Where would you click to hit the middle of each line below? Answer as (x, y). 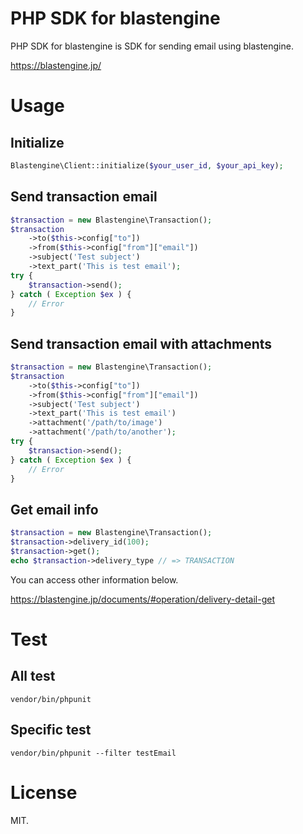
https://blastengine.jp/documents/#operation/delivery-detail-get (143, 599)
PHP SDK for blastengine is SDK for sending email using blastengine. (152, 46)
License (44, 792)
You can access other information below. (94, 579)
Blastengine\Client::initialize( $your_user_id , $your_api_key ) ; (147, 165)
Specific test (51, 730)
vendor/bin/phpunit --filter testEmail (93, 753)
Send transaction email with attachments (141, 343)
